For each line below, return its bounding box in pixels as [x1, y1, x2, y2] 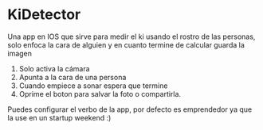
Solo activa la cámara [18, 63, 90, 73]
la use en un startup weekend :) [7, 113, 112, 122]
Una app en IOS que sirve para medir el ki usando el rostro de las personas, [7, 32, 256, 41]
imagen [7, 48, 33, 58]
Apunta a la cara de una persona [18, 72, 127, 82]
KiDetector [7, 6, 81, 24]
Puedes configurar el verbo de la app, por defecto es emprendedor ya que [7, 105, 253, 114]
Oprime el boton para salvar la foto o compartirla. [18, 89, 181, 98]
